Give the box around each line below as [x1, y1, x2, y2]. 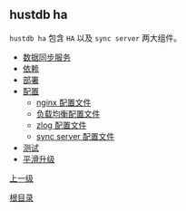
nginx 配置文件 [35, 97, 92, 108]
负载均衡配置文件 [35, 108, 101, 119]
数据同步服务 [22, 52, 71, 62]
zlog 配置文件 [35, 120, 87, 130]
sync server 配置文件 [35, 130, 115, 141]
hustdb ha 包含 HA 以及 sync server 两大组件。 [9, 32, 182, 43]
